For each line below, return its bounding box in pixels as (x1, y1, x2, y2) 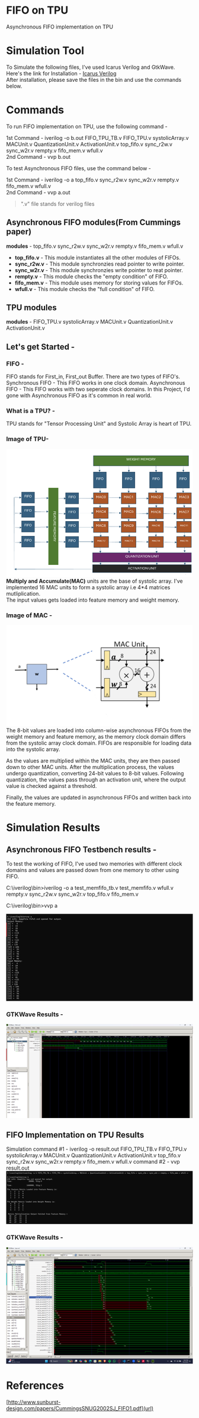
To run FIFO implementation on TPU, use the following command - (6, 123, 168, 130)
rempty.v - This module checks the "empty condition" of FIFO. (14, 273, 168, 280)
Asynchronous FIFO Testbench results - (6, 844, 157, 854)
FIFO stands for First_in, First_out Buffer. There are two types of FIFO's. (6, 373, 181, 380)
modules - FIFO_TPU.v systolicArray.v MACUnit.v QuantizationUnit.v (6, 318, 174, 325)
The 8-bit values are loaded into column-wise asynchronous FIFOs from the (6, 727, 191, 734)
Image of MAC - (6, 611, 52, 619)
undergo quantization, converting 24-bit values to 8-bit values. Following (6, 769, 184, 777)
